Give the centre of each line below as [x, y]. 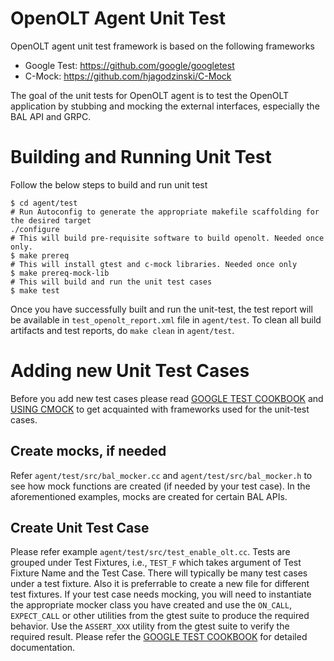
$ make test [35, 290]
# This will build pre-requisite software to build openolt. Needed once [167, 238]
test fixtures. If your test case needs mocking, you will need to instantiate [161, 594]
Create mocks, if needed [88, 451]
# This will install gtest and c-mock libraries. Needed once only [154, 264]
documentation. [43, 648]
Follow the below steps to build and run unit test [109, 184]
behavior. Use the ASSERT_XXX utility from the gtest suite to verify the [150, 626]
